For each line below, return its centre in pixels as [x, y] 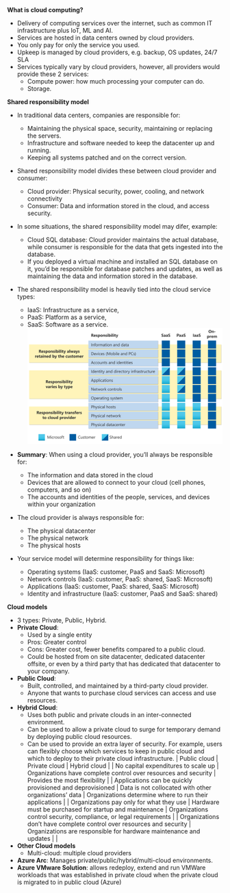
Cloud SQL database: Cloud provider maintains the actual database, [123, 240]
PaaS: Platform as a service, [67, 317]
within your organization [61, 504]
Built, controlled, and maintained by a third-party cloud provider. [118, 686]
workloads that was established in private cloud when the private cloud [117, 875]
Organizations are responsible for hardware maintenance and [114, 831]
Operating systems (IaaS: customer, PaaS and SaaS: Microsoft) [116, 572]
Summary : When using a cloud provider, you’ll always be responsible [115, 454]
